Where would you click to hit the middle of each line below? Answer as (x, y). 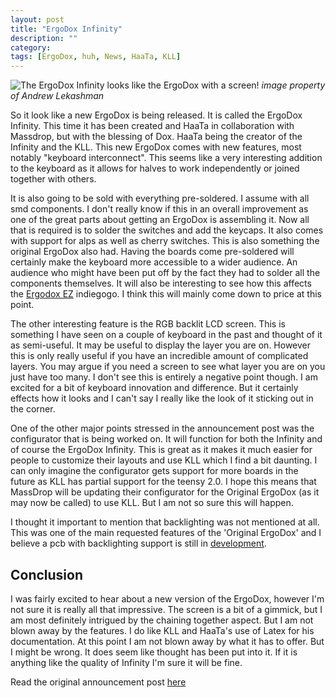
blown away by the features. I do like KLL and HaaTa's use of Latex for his (162, 630)
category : (31, 47)
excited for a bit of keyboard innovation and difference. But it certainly (154, 388)
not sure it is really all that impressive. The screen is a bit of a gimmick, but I (166, 609)
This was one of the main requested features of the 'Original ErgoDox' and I (166, 533)
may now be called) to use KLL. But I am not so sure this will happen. (152, 503)
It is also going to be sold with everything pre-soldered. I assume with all (160, 198)
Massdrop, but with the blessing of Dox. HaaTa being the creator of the (156, 137)
